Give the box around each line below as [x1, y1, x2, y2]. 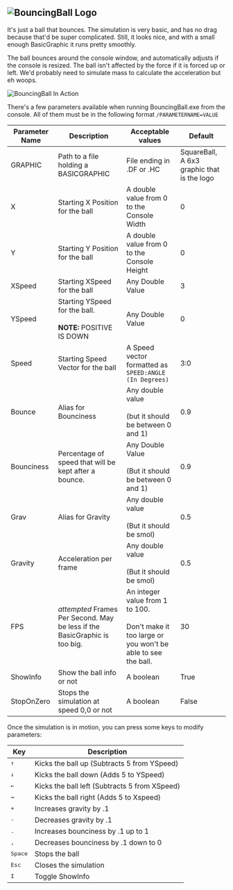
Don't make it [126, 622, 170, 631]
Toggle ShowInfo [34, 871, 90, 881]
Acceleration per [58, 553, 112, 563]
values [138, 135, 162, 145]
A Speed [126, 342, 155, 352]
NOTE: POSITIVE [58, 323, 113, 332]
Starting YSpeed [58, 296, 112, 306]
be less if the [58, 622, 101, 631]
